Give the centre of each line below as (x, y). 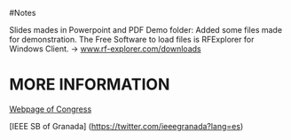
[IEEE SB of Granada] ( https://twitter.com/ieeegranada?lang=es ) (126, 126)
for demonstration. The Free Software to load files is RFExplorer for (132, 39)
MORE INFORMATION (90, 85)
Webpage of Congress (51, 109)
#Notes (23, 13)
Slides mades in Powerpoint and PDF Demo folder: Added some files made (145, 30)
